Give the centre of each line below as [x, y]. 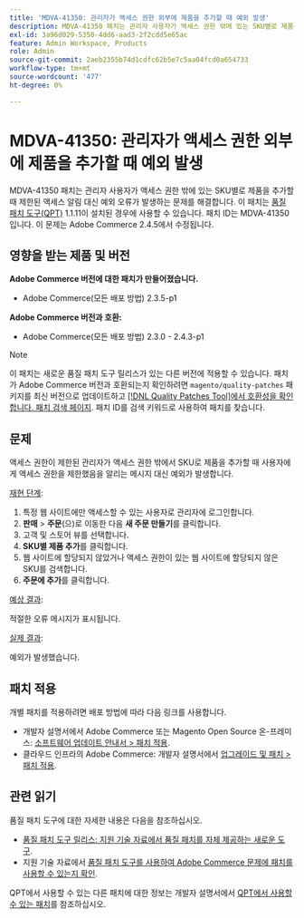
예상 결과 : [26, 600]
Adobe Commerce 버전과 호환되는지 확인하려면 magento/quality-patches [151, 385]
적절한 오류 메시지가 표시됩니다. [65, 619]
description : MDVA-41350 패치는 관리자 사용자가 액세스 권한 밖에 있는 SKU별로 [143, 26]
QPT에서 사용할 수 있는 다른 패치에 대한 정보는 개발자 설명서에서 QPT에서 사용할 [151, 893]
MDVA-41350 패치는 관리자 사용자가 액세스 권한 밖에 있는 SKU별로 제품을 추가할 [152, 190]
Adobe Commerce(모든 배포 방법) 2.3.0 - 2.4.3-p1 [113, 337]
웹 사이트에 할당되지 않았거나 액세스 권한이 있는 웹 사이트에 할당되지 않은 [150, 557]
